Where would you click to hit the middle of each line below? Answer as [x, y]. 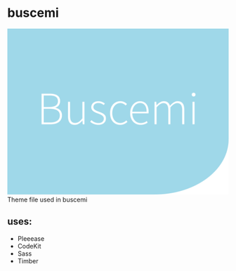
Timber [28, 260]
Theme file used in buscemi [47, 199]
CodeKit [29, 246]
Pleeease [31, 238]
